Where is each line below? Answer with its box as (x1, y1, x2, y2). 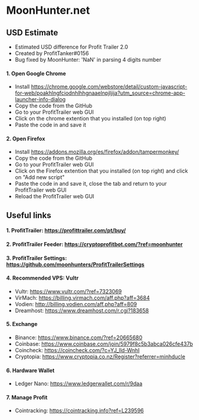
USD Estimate (6, 28, 59, 38)
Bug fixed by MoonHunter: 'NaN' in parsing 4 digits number (14, 56, 161, 63)
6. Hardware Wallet (6, 367, 55, 374)
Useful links (6, 210, 52, 220)
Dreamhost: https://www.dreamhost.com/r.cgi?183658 (14, 307, 149, 314)
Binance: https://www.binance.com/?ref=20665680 (14, 334, 143, 341)
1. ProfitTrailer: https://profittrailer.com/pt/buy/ (6, 227, 127, 234)
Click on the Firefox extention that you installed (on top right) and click (14, 167, 188, 174)
